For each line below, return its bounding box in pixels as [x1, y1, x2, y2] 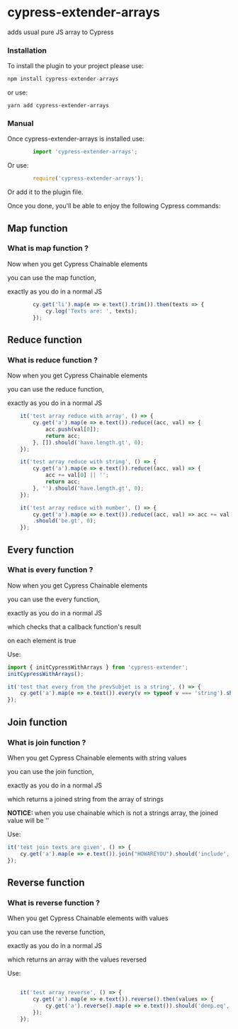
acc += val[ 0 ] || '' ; [45, 472, 110, 479]
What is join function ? [7, 737, 86, 747]
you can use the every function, [7, 595, 101, 603]
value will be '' [7, 816, 50, 824]
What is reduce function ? [7, 355, 98, 365]
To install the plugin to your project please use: [7, 62, 144, 70]
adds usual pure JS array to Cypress [7, 28, 114, 36]
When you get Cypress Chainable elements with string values [7, 753, 187, 762]
